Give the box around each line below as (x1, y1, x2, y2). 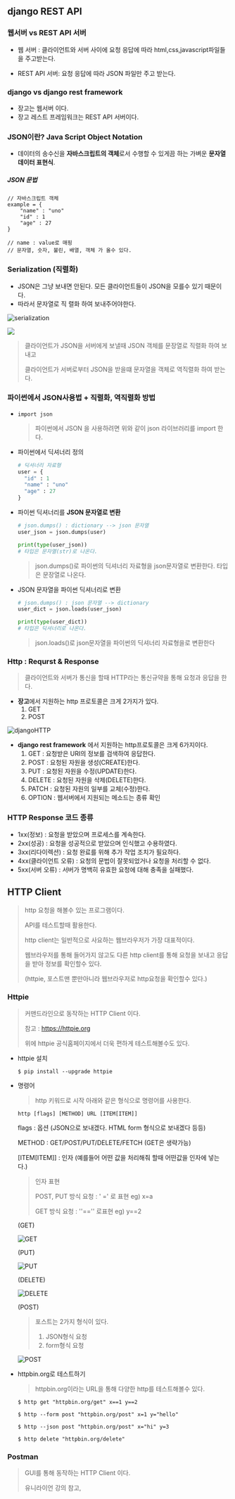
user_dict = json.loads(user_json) (17, 606, 122, 613)
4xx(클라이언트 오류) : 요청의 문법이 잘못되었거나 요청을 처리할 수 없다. (17, 856, 211, 865)
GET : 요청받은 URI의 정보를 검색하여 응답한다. (27, 749, 156, 758)
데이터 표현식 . (17, 158, 56, 167)
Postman (7, 1452, 39, 1462)
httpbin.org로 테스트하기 (17, 1370, 86, 1378)
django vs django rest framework (7, 87, 123, 97)
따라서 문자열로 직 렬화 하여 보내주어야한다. (17, 299, 136, 308)
